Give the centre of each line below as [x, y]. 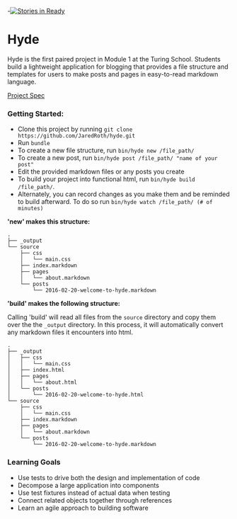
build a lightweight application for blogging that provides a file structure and [118, 67]
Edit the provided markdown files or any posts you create [101, 172]
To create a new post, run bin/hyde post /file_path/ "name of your [117, 158]
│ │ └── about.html [42, 382]
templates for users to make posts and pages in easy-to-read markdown [113, 74]
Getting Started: [36, 113]
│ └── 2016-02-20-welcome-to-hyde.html [75, 395]
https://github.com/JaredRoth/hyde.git [76, 136]
